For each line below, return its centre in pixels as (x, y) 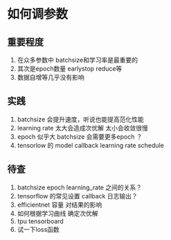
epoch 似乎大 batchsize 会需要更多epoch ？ (80, 137)
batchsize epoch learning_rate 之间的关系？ (79, 187)
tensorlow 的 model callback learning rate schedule (90, 145)
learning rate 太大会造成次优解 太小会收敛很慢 (82, 128)
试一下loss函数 (38, 229)
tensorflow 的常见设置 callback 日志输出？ (77, 196)
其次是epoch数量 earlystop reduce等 (70, 69)
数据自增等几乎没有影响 (51, 77)
